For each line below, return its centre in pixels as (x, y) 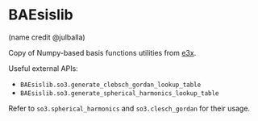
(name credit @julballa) (47, 37)
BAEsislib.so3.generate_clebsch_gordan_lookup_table (110, 85)
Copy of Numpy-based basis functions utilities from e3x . (102, 52)
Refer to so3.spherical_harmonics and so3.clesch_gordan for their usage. (129, 108)
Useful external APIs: (43, 68)
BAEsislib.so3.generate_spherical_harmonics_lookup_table (119, 93)
